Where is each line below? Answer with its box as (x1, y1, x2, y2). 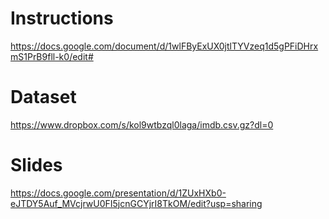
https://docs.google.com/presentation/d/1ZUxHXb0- (10, 187, 227, 199)
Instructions (10, 7, 114, 30)
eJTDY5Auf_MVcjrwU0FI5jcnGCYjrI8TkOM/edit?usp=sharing (10, 197, 263, 209)
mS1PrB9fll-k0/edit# (10, 50, 94, 62)
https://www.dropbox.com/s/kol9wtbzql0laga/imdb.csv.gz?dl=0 (10, 118, 274, 131)
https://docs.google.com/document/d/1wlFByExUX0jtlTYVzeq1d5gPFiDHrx (10, 40, 319, 52)
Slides (10, 154, 63, 177)
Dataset (10, 86, 77, 109)
